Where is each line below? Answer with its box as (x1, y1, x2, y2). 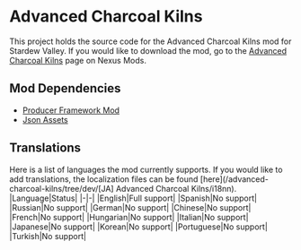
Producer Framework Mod (22, 105, 120, 116)
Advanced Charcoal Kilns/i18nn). (115, 183, 237, 194)
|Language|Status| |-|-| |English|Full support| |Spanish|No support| (9, 193, 258, 203)
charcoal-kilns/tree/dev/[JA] (9, 183, 114, 194)
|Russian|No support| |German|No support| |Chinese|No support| (9, 202, 252, 212)
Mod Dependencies (9, 81, 121, 96)
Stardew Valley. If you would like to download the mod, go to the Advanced (9, 45, 288, 56)
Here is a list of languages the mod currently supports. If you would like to (9, 164, 283, 175)
